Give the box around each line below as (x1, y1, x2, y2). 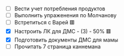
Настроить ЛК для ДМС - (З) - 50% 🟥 (14, 28, 111, 35)
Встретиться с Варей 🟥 (14, 19, 75, 26)
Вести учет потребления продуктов (14, 5, 106, 12)
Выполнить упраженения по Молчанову (14, 12, 117, 19)
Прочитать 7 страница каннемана (14, 43, 101, 50)
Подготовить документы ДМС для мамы (14, 36, 119, 43)
